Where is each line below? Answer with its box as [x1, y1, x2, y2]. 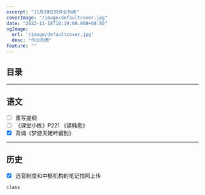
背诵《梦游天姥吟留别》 [15, 129, 74, 136]
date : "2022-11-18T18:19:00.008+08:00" [6, 20, 108, 26]
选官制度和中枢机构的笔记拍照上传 [15, 172, 101, 179]
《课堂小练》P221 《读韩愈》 [15, 121, 88, 129]
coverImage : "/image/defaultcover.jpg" [6, 15, 108, 21]
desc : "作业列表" [12, 37, 52, 43]
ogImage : [6, 26, 29, 32]
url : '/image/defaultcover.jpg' [12, 32, 95, 38]
